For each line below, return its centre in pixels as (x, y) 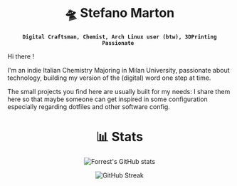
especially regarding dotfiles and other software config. (89, 106)
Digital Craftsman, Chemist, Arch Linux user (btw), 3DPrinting (120, 37)
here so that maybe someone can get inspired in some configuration (107, 99)
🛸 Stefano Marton (120, 13)
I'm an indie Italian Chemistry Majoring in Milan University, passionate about (118, 70)
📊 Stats (120, 137)
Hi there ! (21, 56)
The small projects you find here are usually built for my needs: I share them (119, 91)
